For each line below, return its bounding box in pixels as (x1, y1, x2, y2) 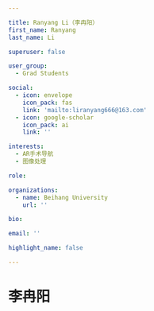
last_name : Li (8, 33, 56, 41)
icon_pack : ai (22, 121, 69, 129)
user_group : (8, 62, 48, 70)
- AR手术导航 (15, 150, 54, 158)
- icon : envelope (15, 91, 73, 99)
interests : (8, 142, 44, 151)
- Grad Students (15, 69, 69, 78)
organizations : (8, 186, 59, 194)
